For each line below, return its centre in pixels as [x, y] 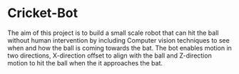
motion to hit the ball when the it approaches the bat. [85, 63]
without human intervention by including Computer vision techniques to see [118, 40]
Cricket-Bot [43, 13]
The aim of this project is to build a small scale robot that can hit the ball [113, 33]
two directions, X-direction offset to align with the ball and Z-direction [110, 55]
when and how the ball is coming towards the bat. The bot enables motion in [119, 48]
